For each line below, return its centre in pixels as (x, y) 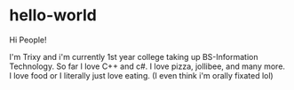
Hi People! (28, 40)
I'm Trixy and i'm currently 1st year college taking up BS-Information (134, 56)
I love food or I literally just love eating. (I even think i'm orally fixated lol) (141, 75)
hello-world (53, 15)
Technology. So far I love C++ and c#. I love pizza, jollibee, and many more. (147, 66)
